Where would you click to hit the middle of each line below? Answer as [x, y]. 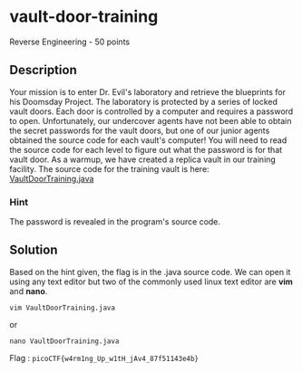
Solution [34, 250]
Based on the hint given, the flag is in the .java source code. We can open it [150, 272]
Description [43, 70]
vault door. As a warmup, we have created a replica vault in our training [143, 159]
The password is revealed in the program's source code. [115, 222]
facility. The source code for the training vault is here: [110, 168]
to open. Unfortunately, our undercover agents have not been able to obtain [151, 120]
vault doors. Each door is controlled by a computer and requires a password [151, 111]
